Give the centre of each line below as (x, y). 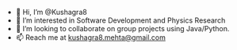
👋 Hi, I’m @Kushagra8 (51, 12)
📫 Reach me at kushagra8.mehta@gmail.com (91, 37)
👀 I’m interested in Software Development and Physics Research (120, 20)
